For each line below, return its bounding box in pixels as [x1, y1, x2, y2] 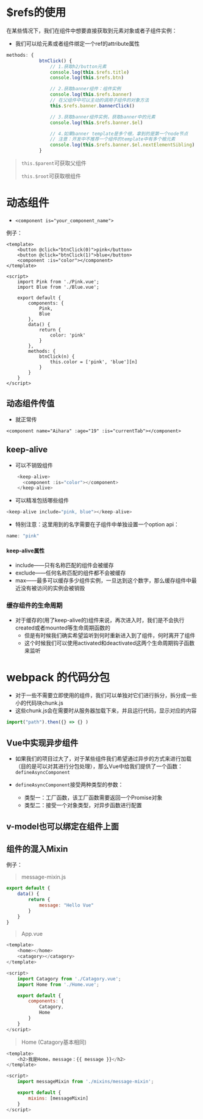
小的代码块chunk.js [15, 700, 64, 707]
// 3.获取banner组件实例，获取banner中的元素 [49, 114, 155, 120]
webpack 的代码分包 [6, 670, 110, 684]
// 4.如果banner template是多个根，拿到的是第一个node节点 [49, 131, 188, 137]
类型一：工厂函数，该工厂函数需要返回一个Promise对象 [24, 794, 163, 802]
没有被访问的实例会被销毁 [20, 584, 85, 592]
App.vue [21, 930, 43, 938]
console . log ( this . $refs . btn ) [49, 74, 124, 81]
